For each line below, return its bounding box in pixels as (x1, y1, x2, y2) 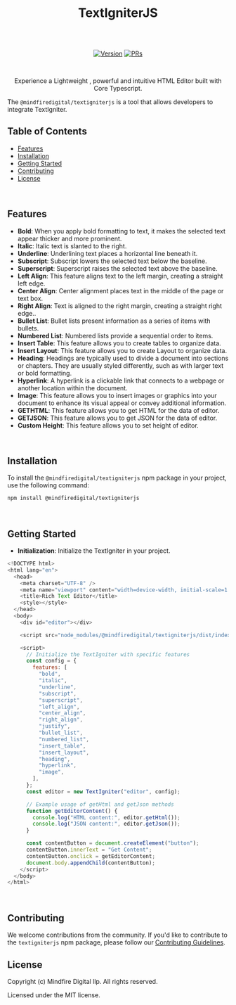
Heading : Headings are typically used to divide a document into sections (17, 354, 229, 362)
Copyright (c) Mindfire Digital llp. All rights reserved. (7, 977, 158, 985)
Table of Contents (7, 125, 88, 138)
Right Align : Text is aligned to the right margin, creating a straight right (17, 301, 223, 310)
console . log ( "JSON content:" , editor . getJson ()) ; (32, 821, 181, 828)
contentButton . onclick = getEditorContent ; (25, 852, 156, 859)
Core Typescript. (93, 84, 143, 92)
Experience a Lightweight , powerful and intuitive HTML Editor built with (14, 76, 222, 85)
